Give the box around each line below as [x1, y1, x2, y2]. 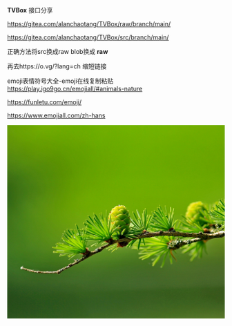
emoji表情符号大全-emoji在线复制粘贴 [7, 77, 114, 85]
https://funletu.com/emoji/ [7, 98, 82, 106]
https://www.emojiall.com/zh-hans [7, 111, 106, 119]
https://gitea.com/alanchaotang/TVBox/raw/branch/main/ [7, 20, 171, 28]
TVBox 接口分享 [7, 6, 53, 14]
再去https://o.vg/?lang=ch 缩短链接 [7, 62, 107, 70]
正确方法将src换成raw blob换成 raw [7, 48, 108, 55]
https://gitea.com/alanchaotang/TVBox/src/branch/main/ [7, 33, 169, 41]
